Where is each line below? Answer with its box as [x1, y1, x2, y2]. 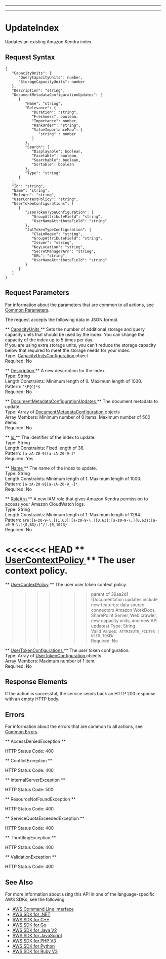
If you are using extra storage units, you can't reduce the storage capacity [5, 342, 157, 348]
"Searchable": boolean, [31, 158, 81, 162]
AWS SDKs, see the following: [5, 896, 66, 902]
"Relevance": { [25, 105, 56, 110]
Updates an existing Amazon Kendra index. [5, 38, 93, 45]
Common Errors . [5, 729, 39, 735]
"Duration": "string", [31, 110, 79, 115]
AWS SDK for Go [12, 922, 47, 928]
